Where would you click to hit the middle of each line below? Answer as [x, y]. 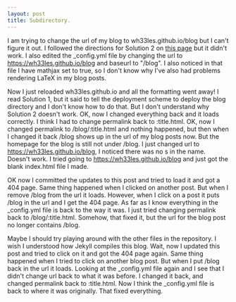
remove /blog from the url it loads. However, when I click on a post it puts [113, 195]
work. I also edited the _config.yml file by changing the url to [95, 55]
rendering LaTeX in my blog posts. [57, 77]
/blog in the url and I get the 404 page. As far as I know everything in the [113, 202]
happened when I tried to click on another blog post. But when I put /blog [113, 260]
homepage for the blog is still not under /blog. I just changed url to [103, 144]
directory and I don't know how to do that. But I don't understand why [108, 106]
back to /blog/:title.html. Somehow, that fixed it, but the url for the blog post [117, 217]
